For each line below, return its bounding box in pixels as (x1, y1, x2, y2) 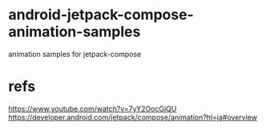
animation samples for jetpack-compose (8, 49, 142, 59)
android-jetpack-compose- (8, 6, 194, 24)
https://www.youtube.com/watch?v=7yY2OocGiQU (8, 104, 177, 113)
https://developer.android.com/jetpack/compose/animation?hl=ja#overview (8, 112, 258, 122)
